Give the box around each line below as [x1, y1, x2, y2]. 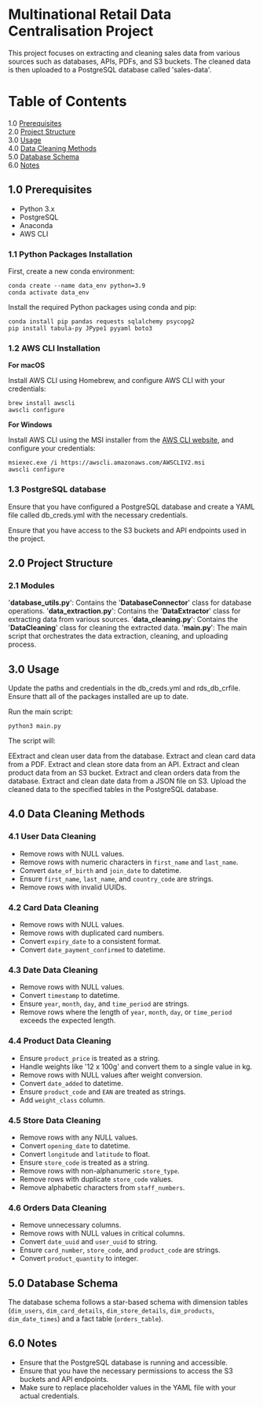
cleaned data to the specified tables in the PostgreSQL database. [8, 785, 218, 794]
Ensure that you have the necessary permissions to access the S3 [19, 1366, 233, 1376]
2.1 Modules [8, 580, 55, 591]
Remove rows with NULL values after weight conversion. [19, 1070, 203, 1079]
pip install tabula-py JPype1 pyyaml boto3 [8, 324, 153, 332]
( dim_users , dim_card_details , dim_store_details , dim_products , [8, 1306, 214, 1315]
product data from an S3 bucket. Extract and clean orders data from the [8, 768, 241, 778]
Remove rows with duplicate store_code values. [19, 1174, 174, 1184]
